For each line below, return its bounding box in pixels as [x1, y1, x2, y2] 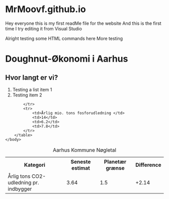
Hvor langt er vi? [5, 73, 58, 82]
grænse [105, 164, 125, 171]
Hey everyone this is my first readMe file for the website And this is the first [5, 20, 162, 26]
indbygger [8, 185, 32, 192]
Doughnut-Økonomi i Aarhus [5, 53, 128, 65]
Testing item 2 [12, 92, 42, 98]
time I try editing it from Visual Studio [5, 25, 82, 31]
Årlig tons [8, 173, 31, 180]
